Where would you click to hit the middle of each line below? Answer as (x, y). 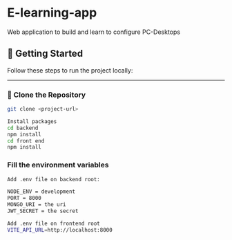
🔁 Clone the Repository (47, 95)
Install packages (32, 121)
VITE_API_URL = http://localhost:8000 (60, 230)
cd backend (23, 128)
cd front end (26, 141)
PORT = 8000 (24, 199)
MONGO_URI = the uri (37, 205)
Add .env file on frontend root (54, 223)
